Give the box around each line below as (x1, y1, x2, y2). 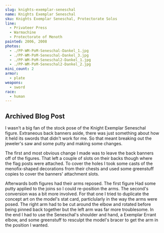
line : (5, 21, 16, 26)
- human (9, 94, 26, 99)
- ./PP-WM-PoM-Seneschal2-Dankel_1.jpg (9, 57, 91, 62)
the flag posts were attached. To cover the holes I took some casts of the (5, 160, 153, 167)
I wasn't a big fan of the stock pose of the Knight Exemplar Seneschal (5, 125, 146, 131)
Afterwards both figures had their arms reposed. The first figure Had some (5, 181, 156, 186)
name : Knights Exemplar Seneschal (5, 12, 76, 17)
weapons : (5, 80, 23, 85)
